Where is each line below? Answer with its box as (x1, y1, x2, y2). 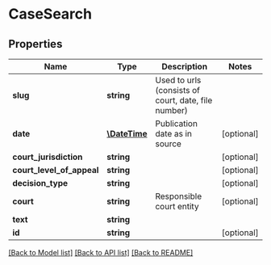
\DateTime (106, 128, 148, 139)
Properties (8, 37, 63, 51)
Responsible (155, 191, 202, 202)
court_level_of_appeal (12, 165, 99, 175)
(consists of (155, 85, 200, 95)
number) (155, 105, 188, 116)
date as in (155, 128, 192, 139)
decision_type (12, 178, 69, 188)
